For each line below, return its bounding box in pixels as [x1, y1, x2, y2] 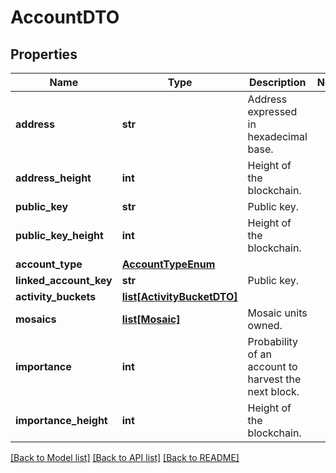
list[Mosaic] [121, 312, 181, 326]
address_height [15, 171, 92, 185]
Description [248, 76, 307, 89]
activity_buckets [15, 290, 97, 303]
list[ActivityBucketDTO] [121, 290, 238, 303]
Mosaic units [247, 306, 308, 320]
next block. [247, 385, 300, 398]
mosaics [15, 312, 57, 326]
